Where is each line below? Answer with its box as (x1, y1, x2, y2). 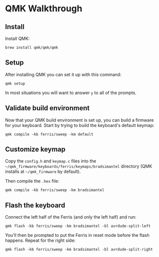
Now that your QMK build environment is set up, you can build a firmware (5, 117, 154, 123)
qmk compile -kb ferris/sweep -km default (5, 131, 94, 137)
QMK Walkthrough (5, 3, 83, 14)
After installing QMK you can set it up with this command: (5, 71, 122, 77)
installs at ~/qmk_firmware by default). (5, 168, 81, 175)
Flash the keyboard (5, 201, 65, 209)
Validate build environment (5, 104, 90, 112)
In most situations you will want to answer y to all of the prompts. (5, 90, 137, 96)
